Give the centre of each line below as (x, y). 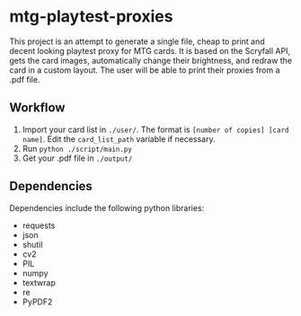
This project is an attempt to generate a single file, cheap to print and (137, 41)
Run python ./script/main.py (77, 148)
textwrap (39, 282)
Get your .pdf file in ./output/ (77, 158)
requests (39, 225)
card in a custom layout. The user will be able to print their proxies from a (145, 70)
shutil (32, 244)
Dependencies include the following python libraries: (107, 207)
